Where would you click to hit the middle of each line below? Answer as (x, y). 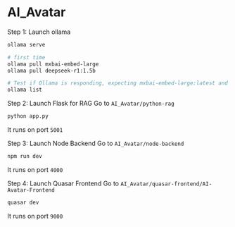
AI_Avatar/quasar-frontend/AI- (166, 184)
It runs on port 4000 (35, 169)
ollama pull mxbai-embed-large (53, 64)
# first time (26, 57)
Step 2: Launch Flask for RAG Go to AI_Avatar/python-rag (91, 104)
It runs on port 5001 (35, 130)
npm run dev (25, 157)
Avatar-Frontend (31, 190)
